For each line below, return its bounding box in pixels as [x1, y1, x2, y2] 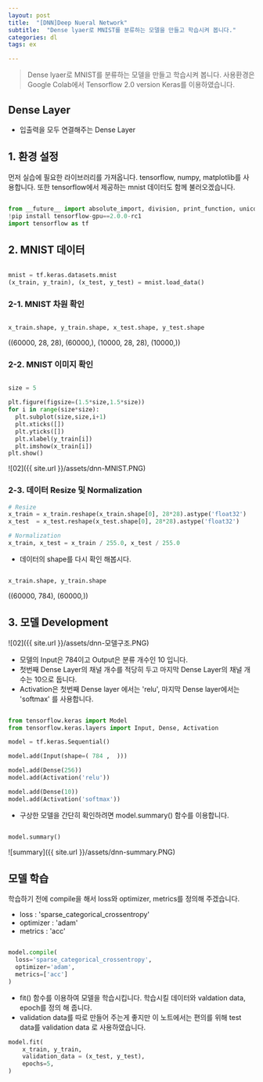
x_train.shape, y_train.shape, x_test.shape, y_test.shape [8, 324, 205, 332]
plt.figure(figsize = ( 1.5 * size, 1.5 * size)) [8, 398, 146, 407]
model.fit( [8, 1038, 44, 1046]
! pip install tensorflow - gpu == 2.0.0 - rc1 [8, 212, 142, 220]
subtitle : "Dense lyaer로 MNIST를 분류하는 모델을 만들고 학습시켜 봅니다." [8, 26, 236, 34]
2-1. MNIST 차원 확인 [8, 298, 85, 309]
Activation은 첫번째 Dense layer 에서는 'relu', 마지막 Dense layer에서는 [19, 684, 240, 693]
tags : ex [8, 41, 37, 49]
